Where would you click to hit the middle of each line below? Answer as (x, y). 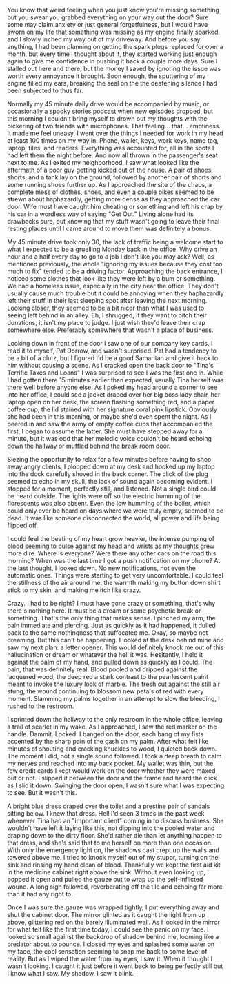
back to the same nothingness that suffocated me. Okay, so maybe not (108, 633)
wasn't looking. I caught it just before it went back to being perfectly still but (115, 966)
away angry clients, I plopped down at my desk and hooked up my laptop (111, 466)
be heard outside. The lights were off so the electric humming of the (104, 496)
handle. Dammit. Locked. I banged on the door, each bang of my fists (106, 734)
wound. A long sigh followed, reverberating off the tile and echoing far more (115, 887)
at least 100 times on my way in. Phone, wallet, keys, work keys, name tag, (113, 140)
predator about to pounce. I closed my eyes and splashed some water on (111, 944)
